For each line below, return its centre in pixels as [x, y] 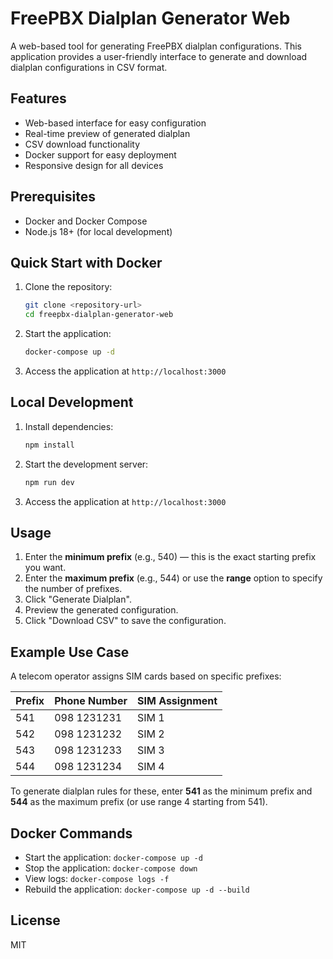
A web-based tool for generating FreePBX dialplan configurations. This [156, 46]
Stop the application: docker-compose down [111, 868]
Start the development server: [86, 464]
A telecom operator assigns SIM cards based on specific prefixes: [146, 676]
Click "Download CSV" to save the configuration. [125, 621]
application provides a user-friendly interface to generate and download [159, 56]
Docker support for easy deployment [100, 154]
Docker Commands [71, 833]
